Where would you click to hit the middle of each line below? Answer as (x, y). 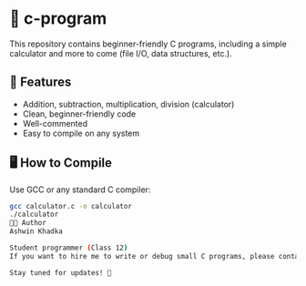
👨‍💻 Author (28, 223)
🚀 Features (41, 82)
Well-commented (55, 123)
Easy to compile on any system (81, 133)
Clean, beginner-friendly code (79, 114)
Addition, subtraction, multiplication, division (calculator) (128, 104)
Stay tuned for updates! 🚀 (61, 272)
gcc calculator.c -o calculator (71, 206)
